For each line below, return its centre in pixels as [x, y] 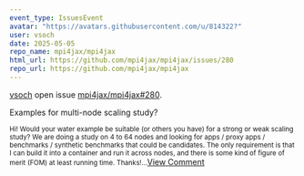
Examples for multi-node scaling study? [84, 112]
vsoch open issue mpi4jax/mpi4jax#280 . [86, 94]
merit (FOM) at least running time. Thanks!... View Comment [107, 161]
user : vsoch [32, 35]
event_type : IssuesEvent [56, 18]
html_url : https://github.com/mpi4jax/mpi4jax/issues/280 [122, 60]
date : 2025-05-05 [42, 43]
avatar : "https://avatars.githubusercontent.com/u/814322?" [126, 26]
